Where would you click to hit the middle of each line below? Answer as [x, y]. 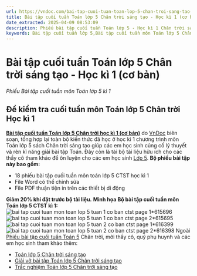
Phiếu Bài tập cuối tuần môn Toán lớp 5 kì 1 [58, 91]
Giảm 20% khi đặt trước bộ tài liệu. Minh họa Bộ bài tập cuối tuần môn [93, 199]
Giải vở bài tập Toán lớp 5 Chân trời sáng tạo [68, 260]
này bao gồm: [23, 164]
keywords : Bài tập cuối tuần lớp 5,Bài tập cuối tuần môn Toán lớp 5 [93, 33]
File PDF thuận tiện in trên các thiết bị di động [69, 188]
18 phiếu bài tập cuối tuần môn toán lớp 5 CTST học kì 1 [82, 175]
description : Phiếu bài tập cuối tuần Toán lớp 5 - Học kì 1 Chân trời [95, 28]
